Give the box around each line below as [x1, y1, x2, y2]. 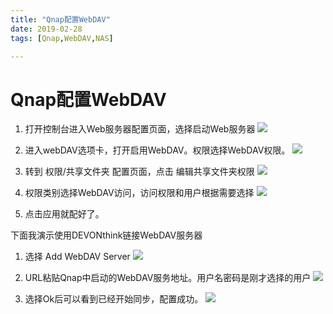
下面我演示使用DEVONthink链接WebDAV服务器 [10, 229, 203, 241]
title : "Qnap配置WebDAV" [10, 14, 111, 25]
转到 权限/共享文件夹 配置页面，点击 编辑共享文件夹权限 [24, 166, 255, 178]
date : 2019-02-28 [10, 24, 83, 34]
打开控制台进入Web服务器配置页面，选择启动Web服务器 [24, 123, 256, 135]
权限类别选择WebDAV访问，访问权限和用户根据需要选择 [24, 187, 255, 199]
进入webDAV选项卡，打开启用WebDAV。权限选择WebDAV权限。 [24, 144, 291, 156]
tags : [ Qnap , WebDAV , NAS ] [10, 33, 114, 43]
